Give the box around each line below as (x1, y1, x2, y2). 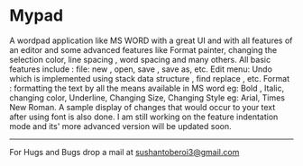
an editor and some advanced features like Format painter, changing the (9, 44, 278, 55)
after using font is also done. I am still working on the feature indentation (9, 111, 279, 122)
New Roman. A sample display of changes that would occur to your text (9, 101, 276, 112)
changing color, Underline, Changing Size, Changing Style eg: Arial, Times (9, 92, 286, 103)
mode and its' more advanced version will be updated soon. (9, 120, 232, 131)
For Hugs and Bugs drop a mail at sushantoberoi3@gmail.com (9, 146, 240, 157)
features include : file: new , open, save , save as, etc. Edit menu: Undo (9, 64, 273, 74)
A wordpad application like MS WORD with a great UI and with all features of (9, 35, 293, 46)
